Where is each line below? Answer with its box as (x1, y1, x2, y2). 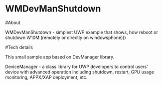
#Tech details (5, 44, 33, 50)
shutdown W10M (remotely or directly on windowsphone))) (5, 34, 126, 40)
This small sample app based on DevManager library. (5, 53, 115, 60)
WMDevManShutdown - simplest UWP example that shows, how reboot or (5, 29, 159, 35)
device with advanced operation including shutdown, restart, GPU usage (5, 68, 155, 75)
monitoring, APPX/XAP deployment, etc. (5, 74, 88, 80)
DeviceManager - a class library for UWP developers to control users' (5, 63, 149, 69)
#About (5, 19, 21, 25)
